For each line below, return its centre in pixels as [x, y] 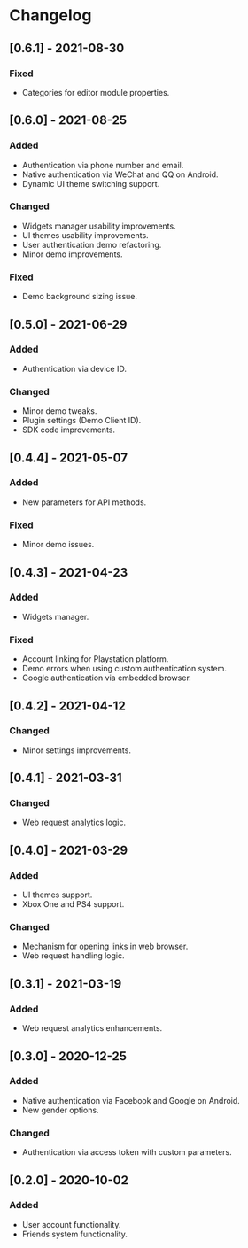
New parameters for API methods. [84, 502]
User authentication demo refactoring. [92, 244]
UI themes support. [57, 895]
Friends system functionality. [75, 1234]
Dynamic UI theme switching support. [91, 183]
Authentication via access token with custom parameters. [127, 1152]
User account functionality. [71, 1224]
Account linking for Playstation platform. [95, 659]
